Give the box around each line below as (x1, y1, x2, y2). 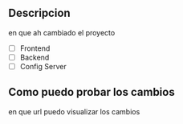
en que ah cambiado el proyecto (8, 27, 116, 37)
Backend (19, 52, 50, 62)
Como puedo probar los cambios (8, 85, 175, 99)
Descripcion (8, 6, 71, 20)
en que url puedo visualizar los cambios (8, 106, 140, 116)
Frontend (19, 43, 51, 53)
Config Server (19, 61, 67, 71)
